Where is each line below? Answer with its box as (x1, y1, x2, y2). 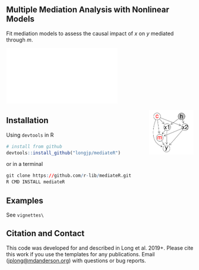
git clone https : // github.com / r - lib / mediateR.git (6, 172, 132, 179)
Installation (6, 115, 49, 125)
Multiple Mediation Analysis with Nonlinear (6, 5, 169, 15)
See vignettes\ (6, 211, 44, 218)
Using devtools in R (6, 131, 54, 139)
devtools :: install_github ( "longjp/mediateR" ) (6, 150, 121, 156)
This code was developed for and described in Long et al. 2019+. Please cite (6, 244, 194, 252)
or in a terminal (6, 161, 43, 168)
